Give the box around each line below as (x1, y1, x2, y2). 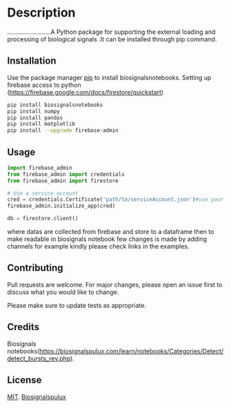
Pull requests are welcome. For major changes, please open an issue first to (7, 280, 223, 289)
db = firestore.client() (7, 215, 79, 222)
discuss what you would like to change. (7, 288, 119, 296)
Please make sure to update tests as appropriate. (7, 301, 147, 309)
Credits (7, 321, 40, 333)
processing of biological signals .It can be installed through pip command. (7, 35, 217, 43)
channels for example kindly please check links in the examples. (7, 242, 190, 251)
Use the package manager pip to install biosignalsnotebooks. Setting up (7, 73, 212, 81)
